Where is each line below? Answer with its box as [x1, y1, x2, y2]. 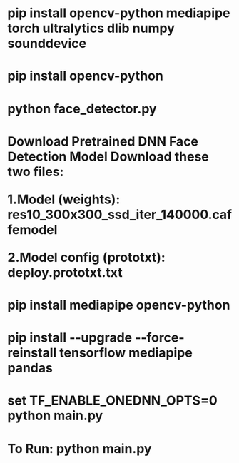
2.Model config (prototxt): [7, 249, 166, 265]
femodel [7, 221, 58, 238]
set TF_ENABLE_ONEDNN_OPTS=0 [7, 392, 218, 409]
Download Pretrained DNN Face [7, 133, 198, 149]
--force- [134, 330, 185, 346]
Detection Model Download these [7, 148, 209, 165]
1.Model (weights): [7, 191, 121, 208]
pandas [7, 360, 54, 376]
